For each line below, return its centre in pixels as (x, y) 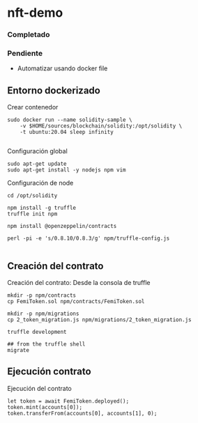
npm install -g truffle (42, 208)
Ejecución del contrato (39, 388)
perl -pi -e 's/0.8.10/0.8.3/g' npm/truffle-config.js (89, 238)
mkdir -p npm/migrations (43, 314)
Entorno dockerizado (54, 90)
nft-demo (35, 13)
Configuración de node (40, 183)
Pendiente (25, 54)
